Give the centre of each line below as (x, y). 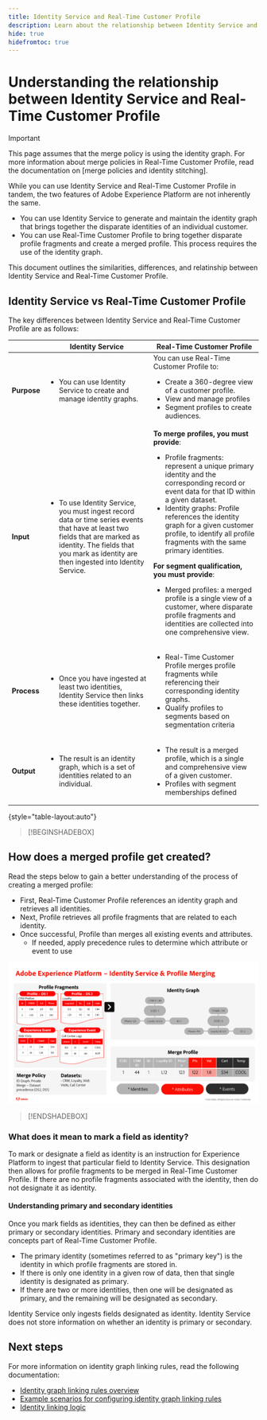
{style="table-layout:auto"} (52, 817)
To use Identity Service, (97, 502)
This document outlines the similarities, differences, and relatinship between (133, 267)
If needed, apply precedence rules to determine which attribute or (139, 942)
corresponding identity (202, 691)
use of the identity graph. (61, 252)
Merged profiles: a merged (209, 590)
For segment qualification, (197, 566)
